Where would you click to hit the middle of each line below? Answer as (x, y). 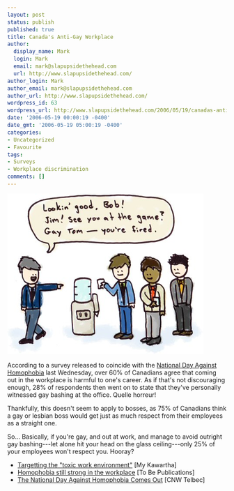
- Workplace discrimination (48, 169)
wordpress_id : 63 (32, 103)
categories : (24, 133)
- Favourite (24, 147)
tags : (15, 154)
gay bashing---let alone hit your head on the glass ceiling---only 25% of (111, 444)
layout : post (26, 15)
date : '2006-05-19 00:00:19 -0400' (59, 118)
